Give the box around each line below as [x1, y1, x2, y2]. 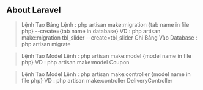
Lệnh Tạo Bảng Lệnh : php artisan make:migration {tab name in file [21, 21, 190, 28]
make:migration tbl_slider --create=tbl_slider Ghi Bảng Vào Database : [21, 33, 197, 41]
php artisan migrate [21, 40, 71, 47]
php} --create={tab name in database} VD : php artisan [21, 27, 161, 35]
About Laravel [6, 5, 61, 15]
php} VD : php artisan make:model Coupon [21, 58, 130, 66]
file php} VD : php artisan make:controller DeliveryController [21, 77, 173, 84]
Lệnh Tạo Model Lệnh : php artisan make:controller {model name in [21, 70, 191, 78]
